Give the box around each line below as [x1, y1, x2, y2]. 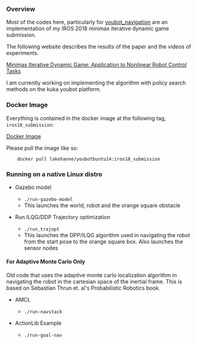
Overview [6, 5, 36, 13]
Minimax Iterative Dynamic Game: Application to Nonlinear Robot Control [6, 61, 187, 68]
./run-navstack [23, 309, 62, 315]
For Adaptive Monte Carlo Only [6, 258, 86, 266]
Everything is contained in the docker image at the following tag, [6, 114, 166, 122]
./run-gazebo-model [23, 196, 73, 202]
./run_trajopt [23, 226, 60, 232]
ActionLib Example [14, 319, 62, 327]
